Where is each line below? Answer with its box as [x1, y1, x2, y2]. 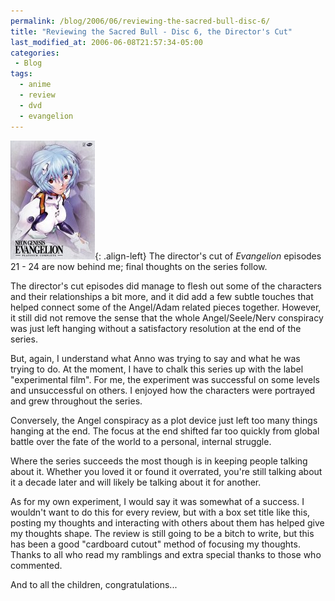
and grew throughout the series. [10, 395, 143, 407]
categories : [10, 48, 60, 58]
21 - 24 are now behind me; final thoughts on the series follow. [10, 260, 268, 272]
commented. [10, 559, 63, 571]
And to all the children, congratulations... [10, 578, 178, 590]
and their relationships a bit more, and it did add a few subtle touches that [10, 290, 314, 302]
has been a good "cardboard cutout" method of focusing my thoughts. [10, 538, 301, 550]
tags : [10, 69, 33, 79]
